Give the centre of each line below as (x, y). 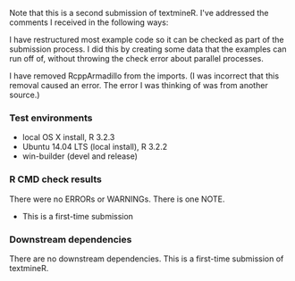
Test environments (51, 118)
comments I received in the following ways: (89, 22)
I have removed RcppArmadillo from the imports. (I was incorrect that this (144, 76)
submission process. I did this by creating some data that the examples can (148, 49)
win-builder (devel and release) (80, 156)
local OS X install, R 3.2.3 (68, 137)
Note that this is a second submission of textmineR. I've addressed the (139, 13)
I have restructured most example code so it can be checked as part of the (147, 40)
